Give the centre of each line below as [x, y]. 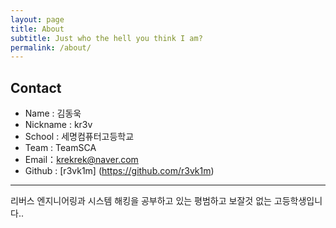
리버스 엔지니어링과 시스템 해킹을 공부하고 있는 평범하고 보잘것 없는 [141, 201]
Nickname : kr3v [58, 125]
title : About [37, 29]
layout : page [37, 19]
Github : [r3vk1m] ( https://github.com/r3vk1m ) [119, 171]
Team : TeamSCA [60, 148]
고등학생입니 [298, 201]
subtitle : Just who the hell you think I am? [106, 38]
